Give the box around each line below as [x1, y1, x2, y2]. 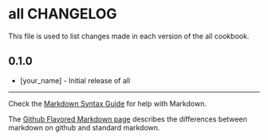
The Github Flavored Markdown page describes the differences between [8, 114, 247, 124]
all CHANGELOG [8, 5, 117, 23]
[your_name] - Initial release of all [19, 75, 131, 85]
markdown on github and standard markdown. [8, 122, 160, 132]
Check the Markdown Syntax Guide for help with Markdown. [8, 98, 207, 108]
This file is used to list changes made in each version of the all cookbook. [8, 31, 250, 41]
